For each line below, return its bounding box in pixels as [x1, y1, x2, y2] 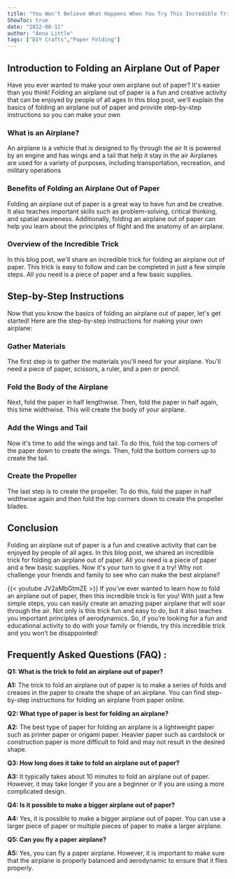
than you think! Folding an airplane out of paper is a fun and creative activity [7, 88, 227, 97]
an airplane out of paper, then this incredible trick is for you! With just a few [7, 591, 224, 600]
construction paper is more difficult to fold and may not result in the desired [7, 738, 225, 746]
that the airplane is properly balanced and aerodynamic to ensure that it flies [7, 857, 228, 865]
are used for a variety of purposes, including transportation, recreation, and [7, 159, 225, 167]
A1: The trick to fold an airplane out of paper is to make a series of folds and [7, 681, 227, 689]
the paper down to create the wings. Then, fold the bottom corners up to [7, 446, 217, 455]
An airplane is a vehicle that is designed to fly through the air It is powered [7, 144, 222, 153]
